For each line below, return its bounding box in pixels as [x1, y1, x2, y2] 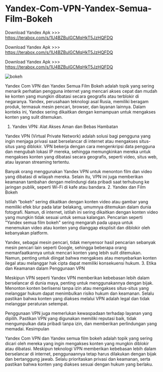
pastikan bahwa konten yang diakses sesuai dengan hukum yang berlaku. [5, 361, 153, 367]
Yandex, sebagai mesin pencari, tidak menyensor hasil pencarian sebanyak [5, 239, 156, 245]
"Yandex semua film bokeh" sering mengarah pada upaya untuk [5, 219, 133, 225]
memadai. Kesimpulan [5, 326, 50, 331]
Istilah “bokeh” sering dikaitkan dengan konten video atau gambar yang [5, 198, 148, 204]
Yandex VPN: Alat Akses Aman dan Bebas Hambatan [12, 123, 118, 130]
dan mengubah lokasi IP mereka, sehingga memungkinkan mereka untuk [5, 149, 151, 154]
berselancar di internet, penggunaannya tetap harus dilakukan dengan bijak [5, 350, 157, 357]
